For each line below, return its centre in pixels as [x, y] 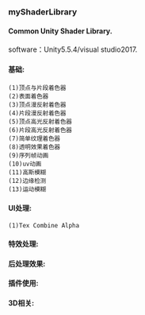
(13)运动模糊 [27, 189]
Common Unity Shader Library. [60, 31]
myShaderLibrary [43, 12]
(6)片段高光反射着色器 [40, 130]
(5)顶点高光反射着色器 [40, 122]
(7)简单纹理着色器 [34, 139]
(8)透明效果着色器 [34, 147]
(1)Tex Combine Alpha [44, 225]
